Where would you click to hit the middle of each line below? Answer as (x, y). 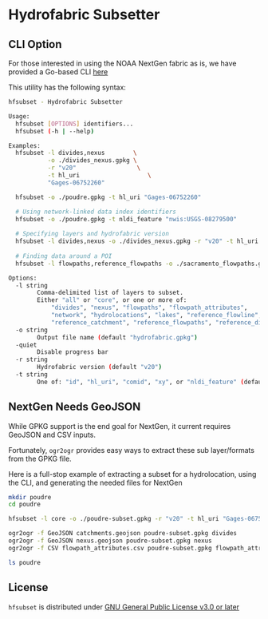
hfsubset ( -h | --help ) (55, 131)
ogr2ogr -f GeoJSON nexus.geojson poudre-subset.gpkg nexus (110, 541)
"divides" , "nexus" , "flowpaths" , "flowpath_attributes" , (149, 308)
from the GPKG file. (40, 458)
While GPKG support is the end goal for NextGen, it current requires (120, 426)
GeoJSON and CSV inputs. (52, 434)
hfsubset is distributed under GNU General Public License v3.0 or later (124, 607)
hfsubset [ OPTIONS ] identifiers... (75, 124)
